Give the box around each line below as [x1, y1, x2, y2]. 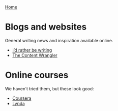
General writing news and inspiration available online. [5, 37, 113, 43]
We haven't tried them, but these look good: [5, 85, 94, 91]
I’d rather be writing [12, 47, 52, 53]
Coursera [12, 95, 31, 101]
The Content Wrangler [12, 52, 58, 58]
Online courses [5, 70, 69, 81]
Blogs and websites [5, 22, 87, 32]
